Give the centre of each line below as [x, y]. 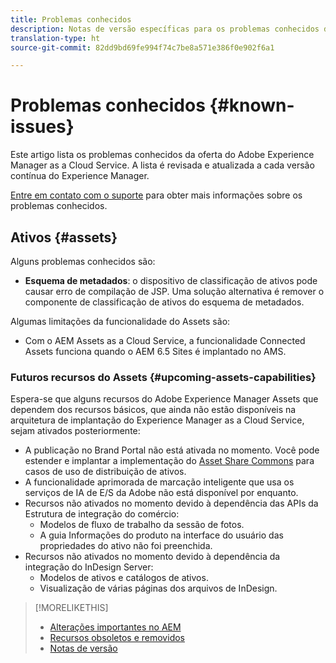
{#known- [252, 105]
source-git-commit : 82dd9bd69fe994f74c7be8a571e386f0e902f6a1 [142, 47]
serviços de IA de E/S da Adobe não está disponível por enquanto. [161, 493]
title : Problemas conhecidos [71, 19]
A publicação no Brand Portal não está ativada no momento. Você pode [172, 450]
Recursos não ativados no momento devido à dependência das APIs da [171, 503]
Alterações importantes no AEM [115, 627]
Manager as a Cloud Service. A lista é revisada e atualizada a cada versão [162, 165]
